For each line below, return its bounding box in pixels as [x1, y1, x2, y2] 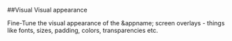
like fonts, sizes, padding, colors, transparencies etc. [7, 27, 158, 34]
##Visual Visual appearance [7, 6, 88, 14]
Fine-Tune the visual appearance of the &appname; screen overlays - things [7, 19, 225, 27]
